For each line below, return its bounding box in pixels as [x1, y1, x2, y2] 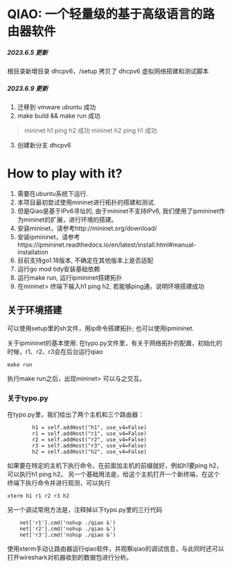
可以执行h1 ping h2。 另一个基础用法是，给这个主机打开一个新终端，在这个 [7, 470, 220, 479]
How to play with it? [7, 166, 123, 181]
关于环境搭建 [7, 304, 62, 316]
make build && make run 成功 [17, 112, 100, 120]
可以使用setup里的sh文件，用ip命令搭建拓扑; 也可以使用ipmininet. [7, 323, 195, 332]
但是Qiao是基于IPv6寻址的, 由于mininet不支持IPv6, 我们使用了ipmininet [17, 207, 220, 215]
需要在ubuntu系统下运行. [17, 190, 89, 198]
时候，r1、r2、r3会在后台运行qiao [7, 347, 103, 355]
